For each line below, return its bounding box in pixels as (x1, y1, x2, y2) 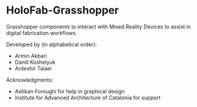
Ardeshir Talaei (14, 64, 52, 72)
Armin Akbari (14, 52, 47, 59)
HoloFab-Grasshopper (6, 4, 119, 17)
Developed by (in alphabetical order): (6, 41, 97, 48)
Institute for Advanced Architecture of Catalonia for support (14, 94, 161, 101)
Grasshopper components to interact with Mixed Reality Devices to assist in (6, 23, 191, 30)
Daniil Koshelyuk (14, 59, 56, 66)
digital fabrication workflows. (6, 29, 77, 36)
